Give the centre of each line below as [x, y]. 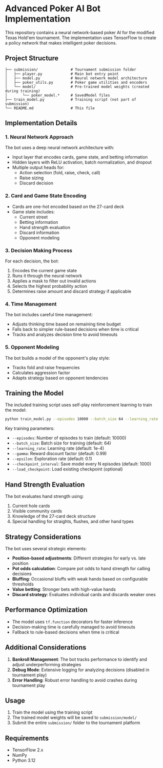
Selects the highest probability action [50, 286]
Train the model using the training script [52, 712]
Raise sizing [31, 178]
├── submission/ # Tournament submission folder [71, 70]
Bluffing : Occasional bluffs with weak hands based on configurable [80, 579]
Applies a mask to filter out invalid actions [54, 281]
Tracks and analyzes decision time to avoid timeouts [65, 335]
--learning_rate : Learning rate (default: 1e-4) [58, 448]
